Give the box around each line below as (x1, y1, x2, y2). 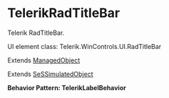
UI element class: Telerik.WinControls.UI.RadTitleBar (7, 42, 162, 50)
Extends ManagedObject (7, 55, 81, 65)
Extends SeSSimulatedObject (7, 70, 93, 78)
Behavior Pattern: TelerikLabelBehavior (7, 83, 126, 92)
